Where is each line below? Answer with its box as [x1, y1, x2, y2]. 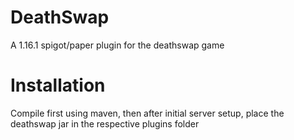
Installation [10, 74, 106, 97]
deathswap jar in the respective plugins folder [10, 117, 200, 130]
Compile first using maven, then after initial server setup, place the [10, 107, 285, 119]
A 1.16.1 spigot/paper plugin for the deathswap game [10, 39, 225, 51]
